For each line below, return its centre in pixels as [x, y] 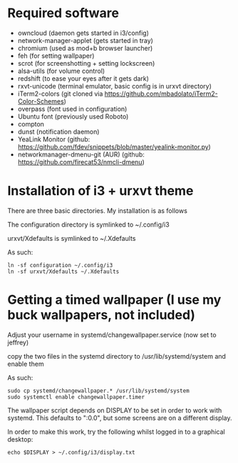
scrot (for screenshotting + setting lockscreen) [86, 63]
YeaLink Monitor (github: [54, 139]
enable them [26, 364]
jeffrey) [18, 342]
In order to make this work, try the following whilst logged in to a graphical [117, 432]
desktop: [20, 439]
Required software [63, 13]
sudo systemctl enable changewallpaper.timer [76, 397]
